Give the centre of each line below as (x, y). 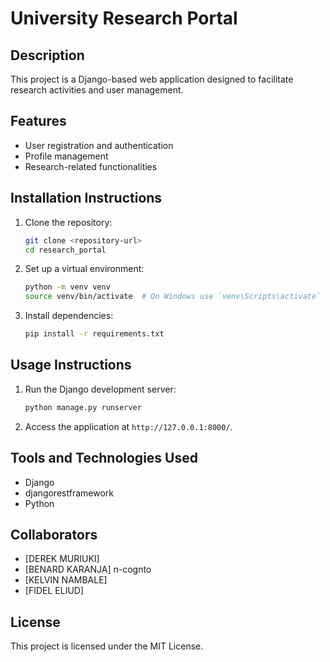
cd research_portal (65, 250)
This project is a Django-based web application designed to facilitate (152, 79)
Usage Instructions (71, 365)
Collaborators (54, 534)
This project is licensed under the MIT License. (107, 646)
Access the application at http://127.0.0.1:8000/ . (128, 426)
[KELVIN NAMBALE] (66, 580)
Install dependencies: (69, 316)
